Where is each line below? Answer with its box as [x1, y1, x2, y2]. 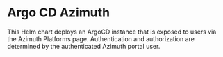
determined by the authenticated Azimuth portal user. [7, 42, 160, 50]
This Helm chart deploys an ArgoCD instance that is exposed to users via [7, 27, 217, 36]
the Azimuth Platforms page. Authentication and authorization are [7, 34, 195, 43]
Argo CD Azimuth [7, 5, 110, 21]
